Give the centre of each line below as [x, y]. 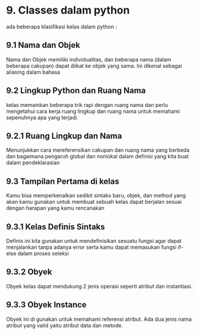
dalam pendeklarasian [33, 162]
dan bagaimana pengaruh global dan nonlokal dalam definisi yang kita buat [98, 157]
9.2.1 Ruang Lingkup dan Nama [64, 136]
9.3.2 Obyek [29, 272]
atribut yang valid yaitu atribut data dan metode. [65, 325]
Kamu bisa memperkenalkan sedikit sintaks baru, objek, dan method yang [96, 196]
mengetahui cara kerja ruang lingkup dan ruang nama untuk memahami [93, 111]
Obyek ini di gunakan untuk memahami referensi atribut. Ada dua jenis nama [99, 319]
